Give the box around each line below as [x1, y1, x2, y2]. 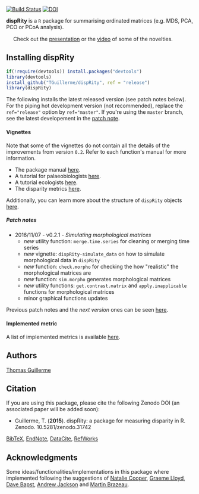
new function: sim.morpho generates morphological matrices [23, 276, 171, 283]
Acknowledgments [6, 452, 78, 462]
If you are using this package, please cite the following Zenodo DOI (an [6, 399, 180, 406]
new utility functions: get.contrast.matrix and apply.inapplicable [23, 282, 187, 289]
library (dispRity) [6, 85, 52, 91]
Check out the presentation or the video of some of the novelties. [12, 36, 173, 42]
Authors [6, 350, 37, 361]
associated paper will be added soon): [6, 406, 100, 413]
